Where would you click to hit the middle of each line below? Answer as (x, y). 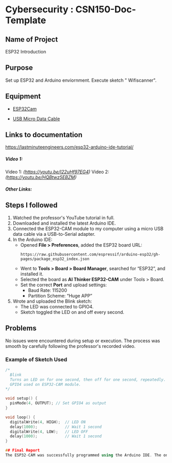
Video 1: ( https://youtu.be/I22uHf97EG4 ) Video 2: (57, 172)
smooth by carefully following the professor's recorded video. (70, 346)
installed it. (32, 274)
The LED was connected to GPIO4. (57, 306)
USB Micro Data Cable (36, 119)
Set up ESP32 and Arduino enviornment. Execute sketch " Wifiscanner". (81, 80)
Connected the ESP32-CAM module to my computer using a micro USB (88, 228)
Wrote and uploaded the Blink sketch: (52, 301)
